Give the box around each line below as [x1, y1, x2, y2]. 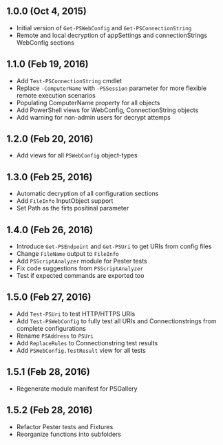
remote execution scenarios [16, 91, 96, 99]
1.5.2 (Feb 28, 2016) [6, 404, 93, 416]
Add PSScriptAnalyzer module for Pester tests [16, 257, 147, 265]
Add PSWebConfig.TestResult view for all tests [16, 346, 146, 354]
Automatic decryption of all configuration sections [16, 189, 159, 198]
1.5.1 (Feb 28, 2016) [6, 366, 90, 378]
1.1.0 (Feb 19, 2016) [6, 58, 89, 70]
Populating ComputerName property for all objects [16, 98, 160, 107]
